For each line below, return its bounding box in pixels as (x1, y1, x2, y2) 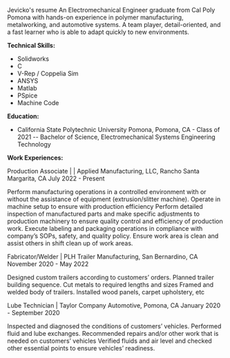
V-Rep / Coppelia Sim (17, 69, 79, 77)
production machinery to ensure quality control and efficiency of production (7, 217, 223, 225)
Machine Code (17, 99, 59, 106)
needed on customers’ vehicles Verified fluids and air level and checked (7, 337, 212, 345)
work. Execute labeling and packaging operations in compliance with (7, 225, 203, 232)
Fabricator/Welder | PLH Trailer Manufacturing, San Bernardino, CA (7, 252, 198, 261)
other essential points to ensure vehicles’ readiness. (7, 344, 155, 352)
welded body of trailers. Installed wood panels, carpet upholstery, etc (7, 288, 205, 296)
